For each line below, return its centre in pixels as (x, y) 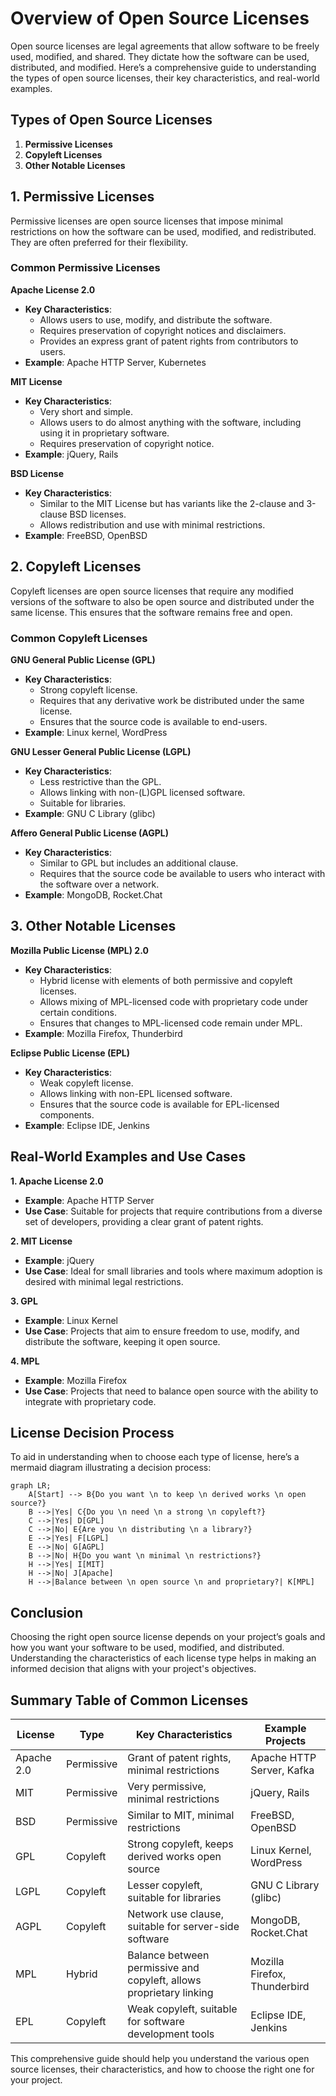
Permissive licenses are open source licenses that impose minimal (146, 221)
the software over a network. (99, 884)
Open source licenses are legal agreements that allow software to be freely (165, 46)
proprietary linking (170, 1993)
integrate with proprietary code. (90, 1401)
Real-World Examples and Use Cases (128, 1157)
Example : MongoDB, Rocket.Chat (93, 894)
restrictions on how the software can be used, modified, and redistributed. (163, 231)
